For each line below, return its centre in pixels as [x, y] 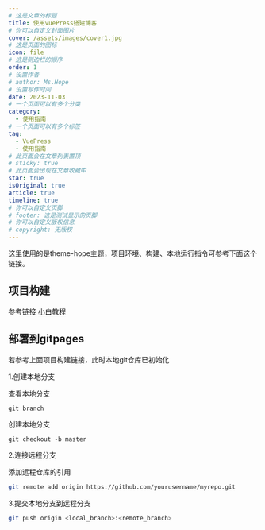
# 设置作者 [24, 75]
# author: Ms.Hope [38, 82]
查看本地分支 [29, 393]
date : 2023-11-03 [37, 97]
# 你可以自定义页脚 [36, 207]
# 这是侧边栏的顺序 [36, 60]
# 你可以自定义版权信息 [42, 222]
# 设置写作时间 [30, 89]
